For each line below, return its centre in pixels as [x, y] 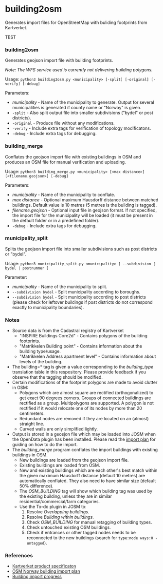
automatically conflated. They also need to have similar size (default [88, 481]
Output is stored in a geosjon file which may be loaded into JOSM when [84, 434]
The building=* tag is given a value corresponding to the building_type [83, 367]
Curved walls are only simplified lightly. [59, 429]
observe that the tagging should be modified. [57, 377]
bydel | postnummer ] [27, 268]
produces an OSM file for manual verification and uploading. [65, 162]
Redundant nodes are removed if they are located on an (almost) [84, 419]
